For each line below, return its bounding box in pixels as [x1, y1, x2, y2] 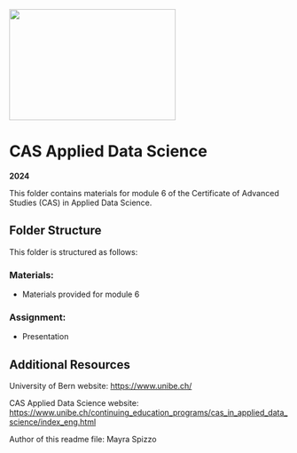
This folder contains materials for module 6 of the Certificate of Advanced [9, 187, 279, 198]
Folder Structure [9, 223, 102, 238]
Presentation [21, 331, 69, 342]
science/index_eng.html [9, 417, 97, 427]
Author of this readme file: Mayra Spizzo [9, 434, 157, 445]
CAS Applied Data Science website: [9, 398, 139, 409]
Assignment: [9, 311, 66, 323]
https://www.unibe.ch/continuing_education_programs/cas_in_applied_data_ [9, 408, 288, 418]
